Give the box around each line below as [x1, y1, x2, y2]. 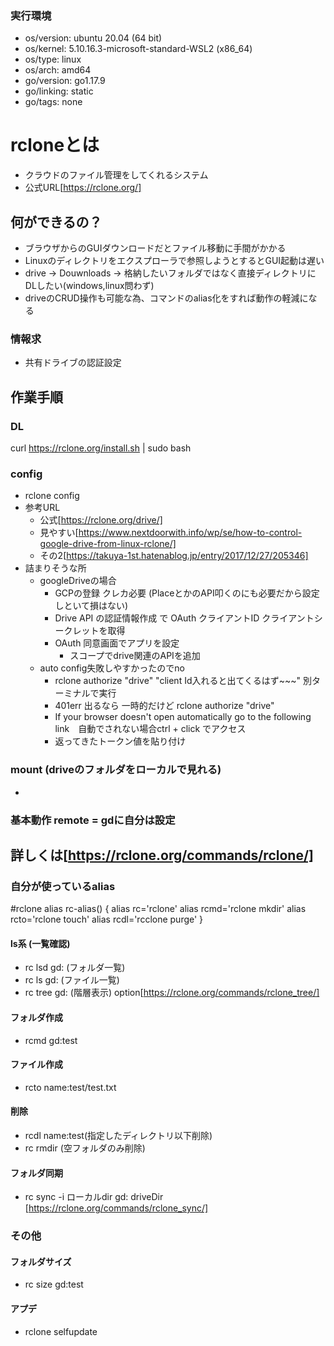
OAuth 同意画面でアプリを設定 [54, 637, 180, 649]
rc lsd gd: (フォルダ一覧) [24, 962, 126, 974]
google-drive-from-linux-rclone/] [39, 538, 177, 550]
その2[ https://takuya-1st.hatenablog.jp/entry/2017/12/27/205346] [39, 550, 309, 562]
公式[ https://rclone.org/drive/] [39, 514, 163, 526]
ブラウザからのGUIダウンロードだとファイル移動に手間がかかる [24, 242, 287, 254]
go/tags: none [24, 96, 83, 108]
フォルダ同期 [10, 1167, 63, 1179]
